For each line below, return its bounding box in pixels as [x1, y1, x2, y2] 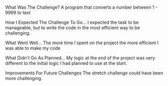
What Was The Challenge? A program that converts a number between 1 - [5, 5, 158, 10]
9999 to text [5, 10, 31, 16]
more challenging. [5, 75, 43, 81]
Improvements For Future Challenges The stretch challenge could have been [5, 70, 163, 76]
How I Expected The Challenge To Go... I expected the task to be [5, 20, 139, 25]
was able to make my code [5, 45, 61, 51]
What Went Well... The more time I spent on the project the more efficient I [5, 40, 159, 46]
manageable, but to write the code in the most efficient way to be [5, 25, 140, 31]
